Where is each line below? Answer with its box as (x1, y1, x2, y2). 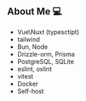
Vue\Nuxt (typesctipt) (17, 27, 80, 36)
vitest (17, 72, 33, 80)
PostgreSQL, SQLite (17, 57, 74, 65)
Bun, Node (17, 42, 49, 51)
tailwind (17, 35, 40, 43)
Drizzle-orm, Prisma (17, 49, 75, 58)
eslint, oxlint (17, 65, 52, 73)
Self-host (17, 86, 44, 95)
